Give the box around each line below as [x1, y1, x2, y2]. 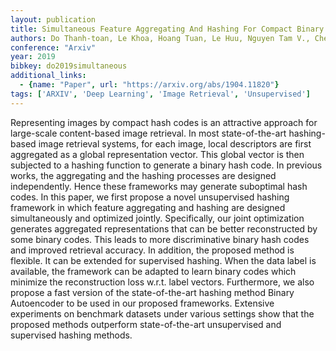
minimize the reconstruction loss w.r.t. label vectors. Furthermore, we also [10, 276, 315, 288]
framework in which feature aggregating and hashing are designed [10, 201, 286, 213]
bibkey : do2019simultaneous [10, 61, 128, 71]
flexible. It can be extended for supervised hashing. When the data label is [10, 254, 317, 266]
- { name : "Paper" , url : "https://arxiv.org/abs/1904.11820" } [19, 80, 280, 90]
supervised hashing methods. [10, 329, 133, 341]
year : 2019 [10, 52, 56, 62]
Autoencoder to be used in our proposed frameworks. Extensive [10, 297, 275, 309]
